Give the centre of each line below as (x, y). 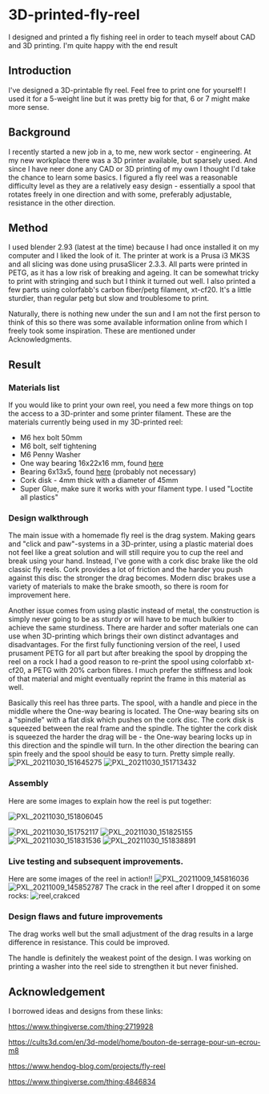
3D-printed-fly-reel (74, 15)
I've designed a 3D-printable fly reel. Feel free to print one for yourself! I (127, 90)
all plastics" (39, 497)
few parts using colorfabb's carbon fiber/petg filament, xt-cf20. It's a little (130, 290)
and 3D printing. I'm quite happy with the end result (93, 45)
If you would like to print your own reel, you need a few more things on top (131, 405)
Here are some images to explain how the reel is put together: (110, 800)
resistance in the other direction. (62, 203)
